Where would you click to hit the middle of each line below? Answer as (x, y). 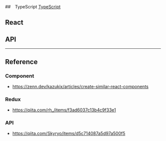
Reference (21, 62)
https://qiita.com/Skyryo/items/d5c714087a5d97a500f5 (69, 134)
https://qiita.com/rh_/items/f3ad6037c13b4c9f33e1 (64, 110)
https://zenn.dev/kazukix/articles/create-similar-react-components (80, 86)
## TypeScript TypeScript (33, 7)
